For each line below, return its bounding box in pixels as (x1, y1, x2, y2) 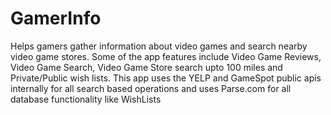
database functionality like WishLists (10, 93, 162, 105)
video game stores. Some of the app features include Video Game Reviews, (10, 50, 322, 62)
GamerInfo (10, 7, 102, 30)
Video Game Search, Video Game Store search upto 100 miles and (10, 61, 283, 73)
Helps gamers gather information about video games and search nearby (10, 40, 308, 52)
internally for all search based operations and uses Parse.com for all (10, 82, 292, 94)
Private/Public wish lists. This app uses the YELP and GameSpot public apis (10, 72, 322, 84)
